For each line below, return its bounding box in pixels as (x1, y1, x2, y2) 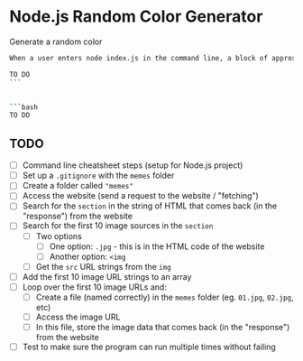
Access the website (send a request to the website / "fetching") (22, 190, 259, 201)
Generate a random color (9, 36, 103, 47)
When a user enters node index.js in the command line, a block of (9, 53, 269, 62)
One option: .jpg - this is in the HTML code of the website (49, 241, 265, 252)
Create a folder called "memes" (22, 180, 133, 191)
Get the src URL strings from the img (35, 261, 171, 272)
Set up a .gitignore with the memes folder (22, 170, 175, 181)
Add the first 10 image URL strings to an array (22, 271, 192, 282)
